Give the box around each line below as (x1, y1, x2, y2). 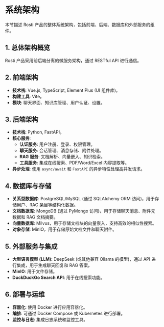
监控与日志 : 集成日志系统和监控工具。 (12, 316, 88, 322)
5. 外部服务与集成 (5, 242, 58, 250)
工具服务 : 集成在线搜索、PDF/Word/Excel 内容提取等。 (19, 160, 130, 166)
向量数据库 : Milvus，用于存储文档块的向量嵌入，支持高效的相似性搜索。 (12, 220, 157, 226)
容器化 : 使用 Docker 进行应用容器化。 (12, 304, 88, 310)
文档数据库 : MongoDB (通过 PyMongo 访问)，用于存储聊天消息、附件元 (12, 208, 156, 214)
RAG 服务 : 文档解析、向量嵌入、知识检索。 (19, 154, 105, 160)
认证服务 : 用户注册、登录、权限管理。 (19, 141, 95, 147)
